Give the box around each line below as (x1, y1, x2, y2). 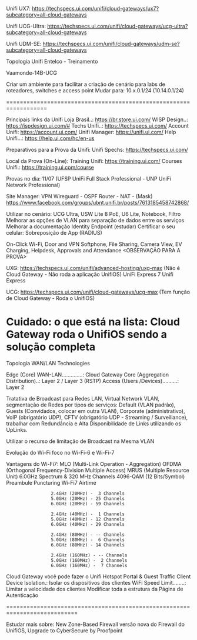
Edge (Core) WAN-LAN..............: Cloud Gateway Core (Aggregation (6, 371, 169, 378)
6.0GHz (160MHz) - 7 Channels (51, 562, 128, 568)
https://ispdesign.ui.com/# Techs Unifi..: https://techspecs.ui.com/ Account (6, 122, 189, 129)
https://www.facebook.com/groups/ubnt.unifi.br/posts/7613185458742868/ (6, 199, 189, 206)
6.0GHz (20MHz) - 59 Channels (51, 501, 125, 506)
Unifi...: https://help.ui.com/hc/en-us (6, 135, 95, 142)
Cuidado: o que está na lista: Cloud (6, 315, 181, 329)
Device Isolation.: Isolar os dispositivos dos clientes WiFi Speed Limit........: (6, 579, 186, 586)
